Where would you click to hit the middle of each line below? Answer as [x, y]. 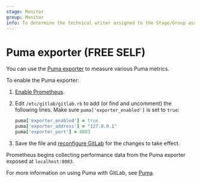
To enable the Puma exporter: [43, 81]
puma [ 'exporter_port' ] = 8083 [53, 132]
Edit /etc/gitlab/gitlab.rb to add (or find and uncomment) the [93, 104]
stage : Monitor [25, 12]
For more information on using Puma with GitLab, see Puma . [80, 172]
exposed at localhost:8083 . [40, 161]
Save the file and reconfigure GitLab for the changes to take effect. [97, 143]
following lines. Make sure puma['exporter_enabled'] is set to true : [97, 110]
